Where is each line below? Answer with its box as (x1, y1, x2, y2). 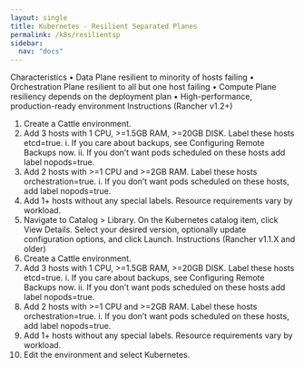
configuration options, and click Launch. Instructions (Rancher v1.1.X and (23, 234, 296, 245)
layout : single (10, 13, 68, 23)
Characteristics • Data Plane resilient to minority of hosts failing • (10, 72, 255, 82)
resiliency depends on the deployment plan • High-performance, (10, 92, 253, 102)
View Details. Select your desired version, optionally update (23, 224, 247, 236)
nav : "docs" (18, 47, 64, 56)
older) (23, 244, 46, 255)
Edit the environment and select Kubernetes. (23, 350, 191, 361)
